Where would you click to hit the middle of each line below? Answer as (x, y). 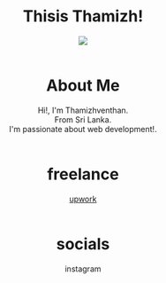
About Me (83, 86)
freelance (83, 174)
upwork (83, 199)
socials (83, 244)
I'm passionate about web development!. (83, 129)
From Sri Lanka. (83, 119)
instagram (83, 269)
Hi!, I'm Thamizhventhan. (83, 110)
